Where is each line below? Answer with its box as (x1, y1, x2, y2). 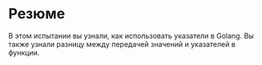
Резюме (8, 5, 66, 23)
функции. (8, 48, 40, 57)
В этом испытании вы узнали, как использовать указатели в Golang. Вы (8, 31, 254, 40)
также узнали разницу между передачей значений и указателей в (8, 39, 236, 48)
